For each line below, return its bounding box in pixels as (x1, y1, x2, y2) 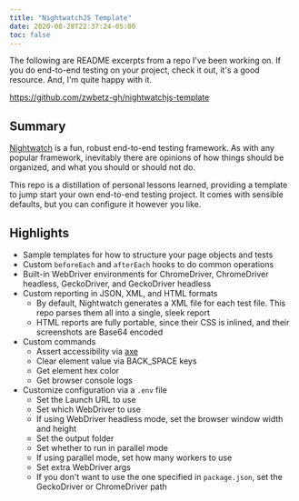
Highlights (9, 225, 70, 241)
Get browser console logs (35, 375, 134, 386)
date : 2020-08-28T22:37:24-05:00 (9, 22, 136, 31)
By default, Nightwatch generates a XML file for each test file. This (35, 297, 286, 308)
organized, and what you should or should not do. (9, 162, 196, 173)
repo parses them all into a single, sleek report (35, 307, 211, 318)
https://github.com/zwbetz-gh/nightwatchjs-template (9, 92, 210, 103)
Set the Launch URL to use (35, 395, 136, 405)
